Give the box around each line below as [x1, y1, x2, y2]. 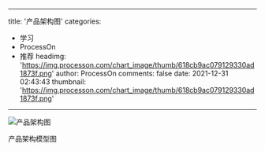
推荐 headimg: [19, 52, 67, 61]
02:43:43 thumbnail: [19, 77, 87, 87]
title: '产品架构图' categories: [8, 17, 102, 26]
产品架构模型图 [8, 134, 57, 143]
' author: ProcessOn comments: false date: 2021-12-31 [51, 68, 229, 78]
